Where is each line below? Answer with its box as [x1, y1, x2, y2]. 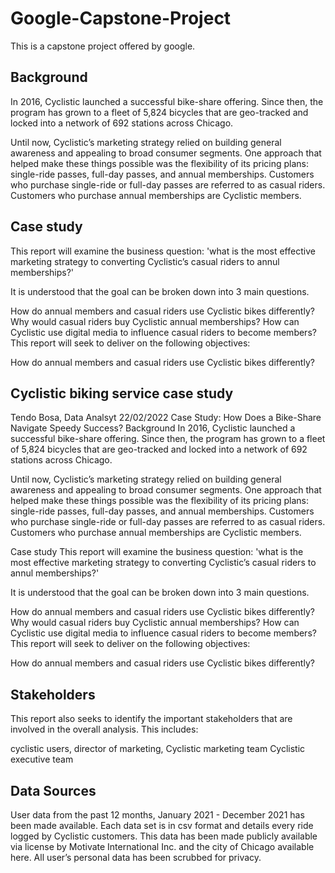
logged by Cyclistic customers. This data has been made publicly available [10, 830, 318, 842]
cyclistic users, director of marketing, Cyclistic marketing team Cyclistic [10, 743, 306, 755]
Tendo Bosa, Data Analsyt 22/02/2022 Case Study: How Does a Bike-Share [10, 412, 322, 424]
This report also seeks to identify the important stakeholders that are [10, 713, 293, 725]
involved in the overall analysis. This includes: [10, 723, 199, 736]
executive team [10, 753, 74, 766]
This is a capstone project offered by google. [10, 40, 196, 52]
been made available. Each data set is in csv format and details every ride [10, 820, 314, 831]
